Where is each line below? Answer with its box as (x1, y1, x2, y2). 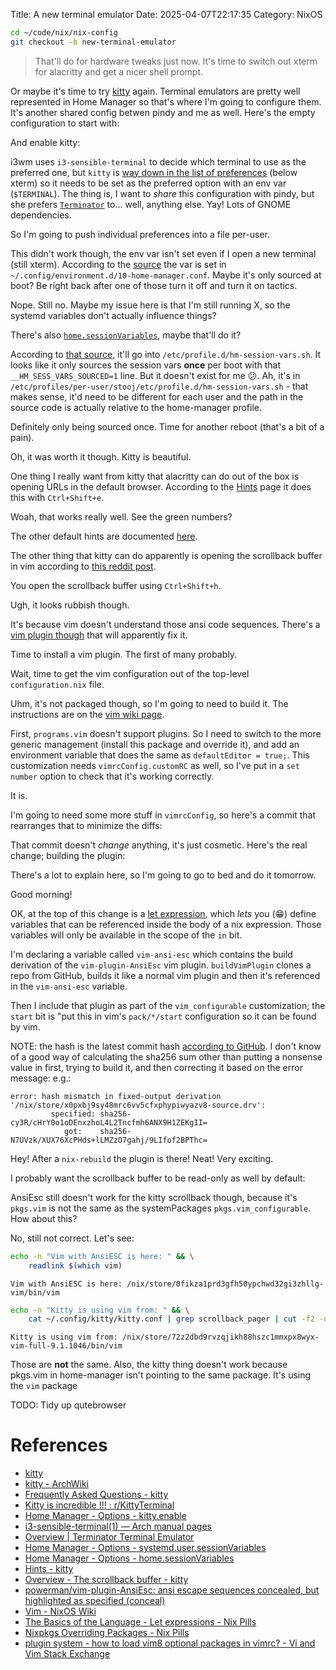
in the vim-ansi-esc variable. (10, 980, 128, 992)
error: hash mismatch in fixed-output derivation (10, 1091, 222, 1101)
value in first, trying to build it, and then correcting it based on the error (10, 1061, 303, 1073)
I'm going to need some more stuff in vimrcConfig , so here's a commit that (10, 809, 317, 821)
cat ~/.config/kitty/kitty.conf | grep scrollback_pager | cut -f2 (28, 1314, 315, 1324)
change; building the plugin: (10, 849, 126, 861)
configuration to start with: (10, 117, 120, 129)
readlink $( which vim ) (28, 1260, 123, 1271)
